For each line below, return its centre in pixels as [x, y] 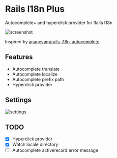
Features [19, 57]
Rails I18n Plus [35, 9]
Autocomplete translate [36, 69]
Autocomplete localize [35, 74]
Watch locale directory [35, 145]
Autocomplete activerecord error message [55, 150]
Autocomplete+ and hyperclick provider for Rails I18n [59, 23]
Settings [18, 100]
